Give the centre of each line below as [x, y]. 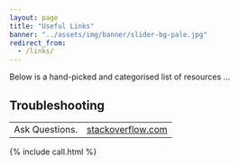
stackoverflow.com [127, 129]
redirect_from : [38, 43]
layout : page [34, 18]
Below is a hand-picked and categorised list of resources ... [120, 77]
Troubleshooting [57, 105]
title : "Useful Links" [52, 26]
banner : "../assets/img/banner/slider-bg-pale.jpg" [108, 34]
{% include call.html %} [53, 151]
